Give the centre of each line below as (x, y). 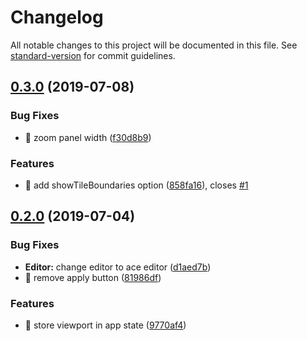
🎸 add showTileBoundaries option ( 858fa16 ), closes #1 (136, 185)
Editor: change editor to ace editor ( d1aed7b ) (118, 267)
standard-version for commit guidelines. (93, 55)
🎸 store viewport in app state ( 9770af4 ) (105, 325)
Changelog (57, 17)
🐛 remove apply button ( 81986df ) (93, 277)
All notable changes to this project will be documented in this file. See (154, 45)
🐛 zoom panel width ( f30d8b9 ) (88, 137)
